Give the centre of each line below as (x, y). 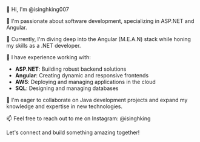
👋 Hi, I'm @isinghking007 (38, 9)
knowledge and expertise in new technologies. (65, 106)
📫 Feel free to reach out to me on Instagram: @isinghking (78, 118)
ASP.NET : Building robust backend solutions (71, 69)
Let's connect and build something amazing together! (73, 132)
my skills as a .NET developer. (44, 46)
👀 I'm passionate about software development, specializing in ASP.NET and (100, 21)
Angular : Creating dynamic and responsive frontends (82, 75)
